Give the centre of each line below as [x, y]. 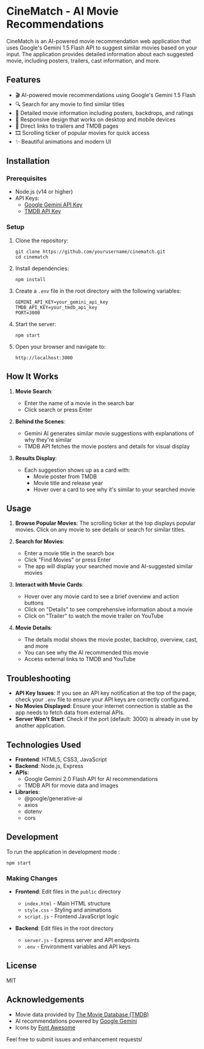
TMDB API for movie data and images [71, 785]
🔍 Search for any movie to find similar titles [70, 104]
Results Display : [36, 458]
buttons [34, 603]
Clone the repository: [42, 240]
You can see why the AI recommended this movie [86, 652]
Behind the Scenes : [40, 421]
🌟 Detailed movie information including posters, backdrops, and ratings [104, 113]
